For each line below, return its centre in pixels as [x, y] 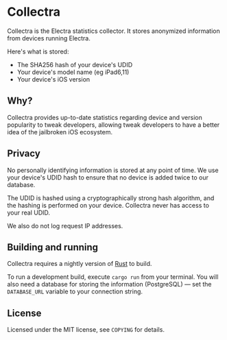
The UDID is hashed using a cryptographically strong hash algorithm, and [111, 198]
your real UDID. [28, 212]
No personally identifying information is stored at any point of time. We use [113, 170]
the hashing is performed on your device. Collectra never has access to [108, 205]
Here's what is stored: [38, 51]
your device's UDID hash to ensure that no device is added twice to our [108, 177]
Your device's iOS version [53, 79]
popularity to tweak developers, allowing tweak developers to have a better [113, 125]
